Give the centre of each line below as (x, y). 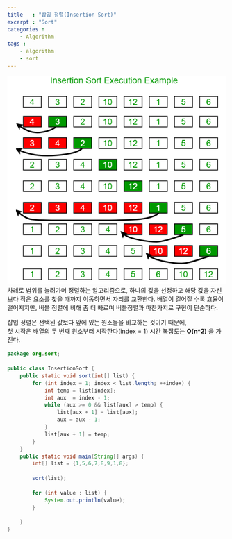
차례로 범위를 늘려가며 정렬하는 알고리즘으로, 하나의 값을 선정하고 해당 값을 (108, 291)
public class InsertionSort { (51, 369)
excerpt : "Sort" (32, 22)
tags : (17, 44)
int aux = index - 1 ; (77, 398)
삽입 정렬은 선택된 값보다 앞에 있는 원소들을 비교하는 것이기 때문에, (97, 323)
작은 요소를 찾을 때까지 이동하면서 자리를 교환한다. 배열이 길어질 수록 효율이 (122, 299)
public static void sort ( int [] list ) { (77, 376)
